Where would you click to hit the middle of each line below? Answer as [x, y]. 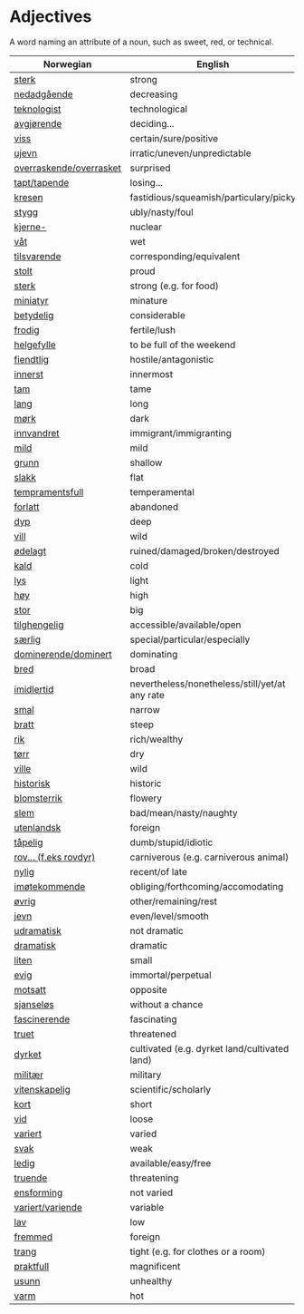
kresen [28, 197]
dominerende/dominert [63, 654]
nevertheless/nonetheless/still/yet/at [208, 684]
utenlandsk [38, 827]
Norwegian [67, 63]
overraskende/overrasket [68, 168]
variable [147, 1207]
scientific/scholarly [170, 1089]
